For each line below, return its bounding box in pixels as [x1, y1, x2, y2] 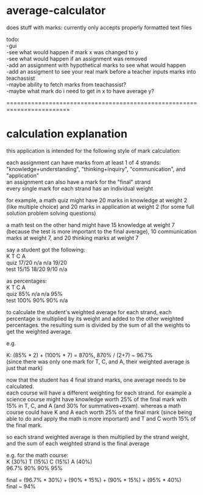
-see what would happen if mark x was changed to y [6, 48, 138, 55]
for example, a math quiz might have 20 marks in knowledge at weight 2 [6, 196, 188, 204]
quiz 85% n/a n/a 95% [6, 290, 63, 297]
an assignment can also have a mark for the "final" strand [6, 178, 151, 186]
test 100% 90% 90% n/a [6, 297, 68, 304]
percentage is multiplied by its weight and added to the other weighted [6, 315, 184, 322]
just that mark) [6, 364, 43, 371]
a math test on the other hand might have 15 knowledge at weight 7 [6, 221, 175, 228]
